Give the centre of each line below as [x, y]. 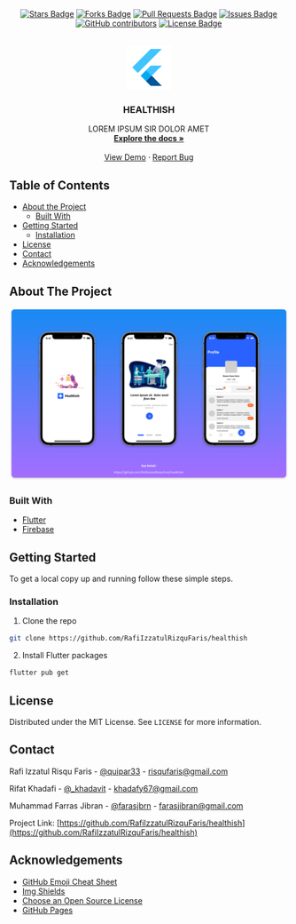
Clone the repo [49, 621]
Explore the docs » [149, 139]
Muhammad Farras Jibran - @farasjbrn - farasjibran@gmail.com [126, 805]
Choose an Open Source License [82, 900]
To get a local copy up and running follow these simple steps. [121, 579]
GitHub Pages [47, 910]
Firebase [38, 530]
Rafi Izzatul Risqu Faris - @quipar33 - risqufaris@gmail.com [119, 771]
